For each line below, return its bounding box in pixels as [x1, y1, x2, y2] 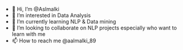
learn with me [11, 31, 46, 38]
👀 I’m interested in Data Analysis [11, 12, 91, 19]
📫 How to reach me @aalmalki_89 [11, 37, 96, 44]
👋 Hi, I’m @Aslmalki [11, 6, 59, 12]
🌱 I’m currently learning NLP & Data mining [11, 18, 116, 25]
